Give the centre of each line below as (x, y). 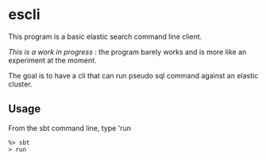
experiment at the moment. (52, 60)
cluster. (21, 84)
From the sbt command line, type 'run (70, 128)
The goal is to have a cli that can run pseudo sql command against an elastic (133, 75)
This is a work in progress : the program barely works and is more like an (127, 51)
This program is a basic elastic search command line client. (105, 36)
